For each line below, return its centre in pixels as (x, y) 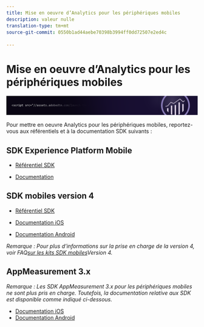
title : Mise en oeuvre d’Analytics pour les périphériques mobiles (93, 13)
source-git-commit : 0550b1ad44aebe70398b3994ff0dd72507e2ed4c (87, 32)
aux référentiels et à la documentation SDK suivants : (86, 132)
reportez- (181, 125)
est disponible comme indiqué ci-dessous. (59, 299)
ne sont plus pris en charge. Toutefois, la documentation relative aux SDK (99, 293)
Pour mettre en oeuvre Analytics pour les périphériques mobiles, (87, 125)
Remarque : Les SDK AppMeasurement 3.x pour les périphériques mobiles (99, 286)
